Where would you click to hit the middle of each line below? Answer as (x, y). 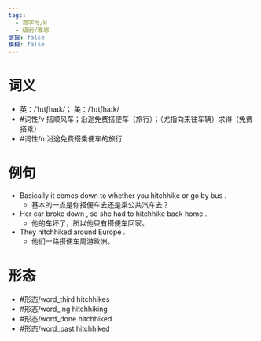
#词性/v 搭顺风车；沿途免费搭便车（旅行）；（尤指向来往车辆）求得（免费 (136, 119)
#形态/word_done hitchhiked (66, 318)
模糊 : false (26, 45)
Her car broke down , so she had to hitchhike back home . (113, 214)
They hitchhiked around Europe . (72, 232)
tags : (17, 15)
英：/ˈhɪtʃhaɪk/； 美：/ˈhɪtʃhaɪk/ (69, 109)
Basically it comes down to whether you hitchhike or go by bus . (123, 196)
